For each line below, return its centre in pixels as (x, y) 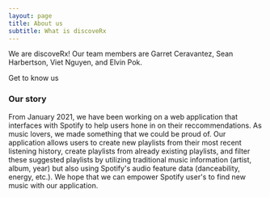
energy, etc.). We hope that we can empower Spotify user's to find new (127, 177)
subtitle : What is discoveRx (57, 31)
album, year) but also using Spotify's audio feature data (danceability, (124, 168)
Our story (27, 99)
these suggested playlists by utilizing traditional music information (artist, (130, 159)
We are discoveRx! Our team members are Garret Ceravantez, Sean (121, 54)
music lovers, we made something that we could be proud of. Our (117, 133)
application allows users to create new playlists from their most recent (125, 142)
